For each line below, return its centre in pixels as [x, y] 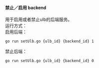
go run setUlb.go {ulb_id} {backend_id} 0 [49, 61]
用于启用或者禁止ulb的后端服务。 [39, 19]
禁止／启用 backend [26, 7]
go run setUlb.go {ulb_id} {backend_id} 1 [49, 41]
